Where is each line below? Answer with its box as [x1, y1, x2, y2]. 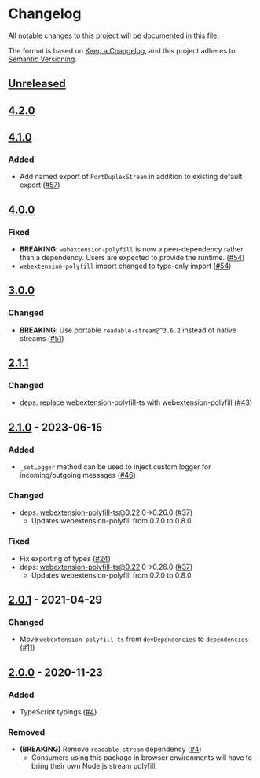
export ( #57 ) [19, 180, 60, 189]
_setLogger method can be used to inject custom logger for [19, 462, 211, 472]
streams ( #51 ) [19, 333, 64, 343]
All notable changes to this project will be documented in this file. [8, 31, 220, 40]
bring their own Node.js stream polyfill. [31, 761, 157, 771]
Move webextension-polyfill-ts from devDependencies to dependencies [19, 634, 249, 644]
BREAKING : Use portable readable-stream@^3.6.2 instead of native [19, 325, 237, 335]
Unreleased [8, 77, 67, 90]
